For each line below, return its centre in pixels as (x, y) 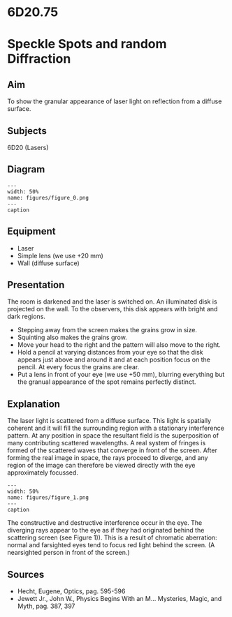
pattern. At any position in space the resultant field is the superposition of (113, 436)
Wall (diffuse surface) (49, 263)
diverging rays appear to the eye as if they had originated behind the (106, 530)
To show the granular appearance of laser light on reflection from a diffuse (115, 101)
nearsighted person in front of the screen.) (69, 553)
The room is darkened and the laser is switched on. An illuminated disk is (113, 302)
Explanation (34, 404)
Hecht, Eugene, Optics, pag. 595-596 (71, 591)
